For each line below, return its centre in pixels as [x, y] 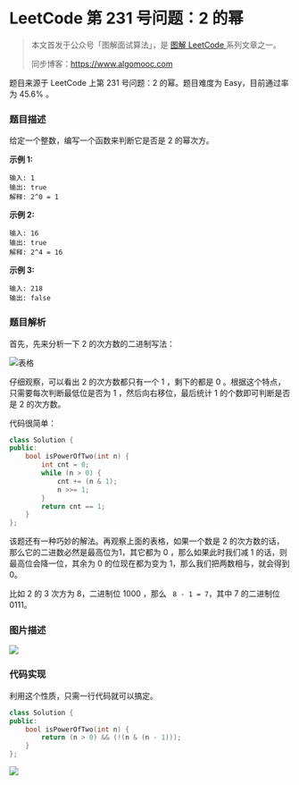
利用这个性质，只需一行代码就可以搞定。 [83, 696]
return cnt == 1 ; [73, 506]
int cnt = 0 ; [66, 465]
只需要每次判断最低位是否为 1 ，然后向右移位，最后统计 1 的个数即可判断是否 [150, 392]
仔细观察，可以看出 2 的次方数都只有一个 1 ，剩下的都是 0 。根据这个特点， [147, 382]
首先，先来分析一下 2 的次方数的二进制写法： [92, 343]
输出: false [30, 299]
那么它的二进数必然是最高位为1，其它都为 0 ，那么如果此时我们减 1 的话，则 [148, 553]
